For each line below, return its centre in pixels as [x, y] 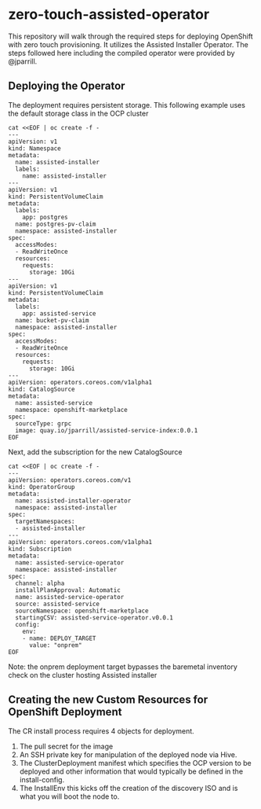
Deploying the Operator [67, 86]
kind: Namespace [34, 148]
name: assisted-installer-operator [73, 501]
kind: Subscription [40, 549]
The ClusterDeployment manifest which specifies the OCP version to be [136, 763]
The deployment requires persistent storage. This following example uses [127, 105]
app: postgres [45, 217]
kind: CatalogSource [42, 389]
